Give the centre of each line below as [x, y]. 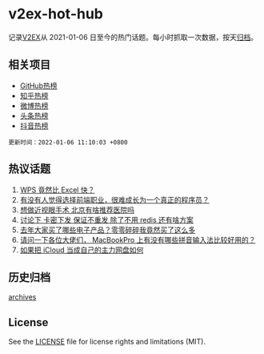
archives [22, 297]
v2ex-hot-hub [56, 14]
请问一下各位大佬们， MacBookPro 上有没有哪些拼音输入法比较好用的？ [138, 239]
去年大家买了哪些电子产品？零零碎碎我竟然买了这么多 [108, 230]
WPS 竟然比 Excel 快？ [57, 190]
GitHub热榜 [38, 86]
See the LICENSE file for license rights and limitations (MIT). [107, 342]
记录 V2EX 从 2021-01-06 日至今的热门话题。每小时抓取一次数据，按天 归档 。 [133, 37]
